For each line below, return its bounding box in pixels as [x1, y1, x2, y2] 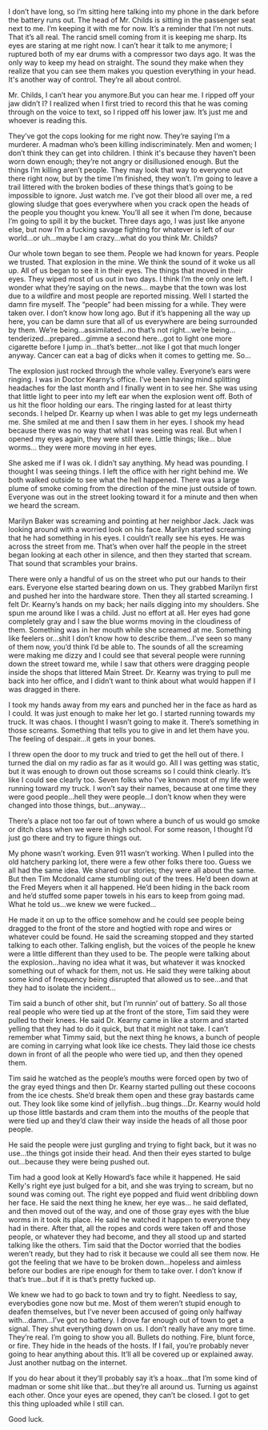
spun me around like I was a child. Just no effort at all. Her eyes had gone [8, 608, 250, 617]
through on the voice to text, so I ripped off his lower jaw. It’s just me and [8, 107, 248, 117]
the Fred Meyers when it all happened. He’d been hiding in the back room [8, 883, 250, 892]
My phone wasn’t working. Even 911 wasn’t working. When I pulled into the [8, 849, 254, 858]
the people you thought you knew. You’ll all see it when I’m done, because [8, 208, 252, 217]
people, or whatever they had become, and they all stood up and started [8, 1232, 246, 1241]
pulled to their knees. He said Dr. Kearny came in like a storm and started [8, 1016, 249, 1025]
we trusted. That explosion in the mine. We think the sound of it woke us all [8, 258, 256, 266]
